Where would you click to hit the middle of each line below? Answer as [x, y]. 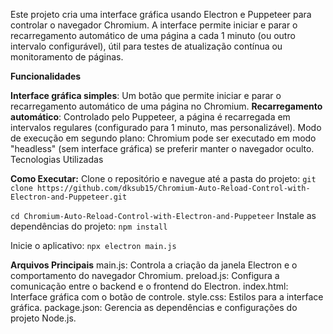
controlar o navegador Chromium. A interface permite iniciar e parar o [154, 25]
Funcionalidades [46, 76]
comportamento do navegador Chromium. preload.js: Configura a [145, 275]
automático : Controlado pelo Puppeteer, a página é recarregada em [150, 117]
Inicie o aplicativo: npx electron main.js [93, 245]
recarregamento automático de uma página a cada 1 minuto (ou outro [153, 35]
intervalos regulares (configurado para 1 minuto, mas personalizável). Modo [166, 127]
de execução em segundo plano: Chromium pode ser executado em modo [163, 138]
